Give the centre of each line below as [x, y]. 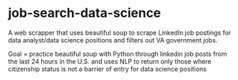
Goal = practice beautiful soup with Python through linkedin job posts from [118, 54]
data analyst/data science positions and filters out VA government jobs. [113, 40]
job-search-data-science [84, 13]
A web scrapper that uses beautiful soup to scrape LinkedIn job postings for [120, 33]
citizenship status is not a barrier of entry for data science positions [108, 69]
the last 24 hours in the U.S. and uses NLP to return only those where [110, 61]
